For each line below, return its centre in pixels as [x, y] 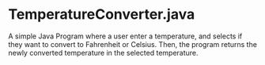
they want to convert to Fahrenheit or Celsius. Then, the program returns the [132, 44]
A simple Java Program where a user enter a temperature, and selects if [125, 36]
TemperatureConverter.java [102, 14]
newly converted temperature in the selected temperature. [104, 52]
